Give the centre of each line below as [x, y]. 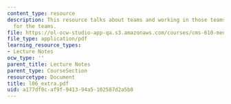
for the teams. [35, 26]
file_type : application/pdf [47, 39]
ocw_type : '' [26, 58]
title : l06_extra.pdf [38, 83]
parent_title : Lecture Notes [49, 64]
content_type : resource [41, 13]
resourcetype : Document [41, 77]
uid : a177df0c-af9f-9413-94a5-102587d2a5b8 [70, 90]
